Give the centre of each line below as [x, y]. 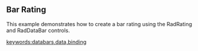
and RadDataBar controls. [38, 30]
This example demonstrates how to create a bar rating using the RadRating [99, 24]
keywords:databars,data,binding [46, 42]
